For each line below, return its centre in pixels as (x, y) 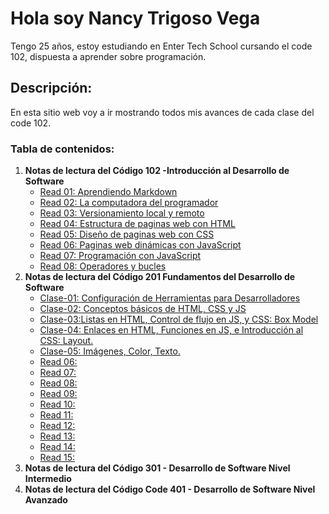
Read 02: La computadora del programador (129, 203)
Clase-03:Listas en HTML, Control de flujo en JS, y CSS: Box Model (179, 319)
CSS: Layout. (66, 341)
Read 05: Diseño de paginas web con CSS (127, 234)
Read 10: (57, 404)
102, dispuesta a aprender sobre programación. (108, 56)
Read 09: (58, 394)
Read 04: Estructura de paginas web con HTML (137, 224)
